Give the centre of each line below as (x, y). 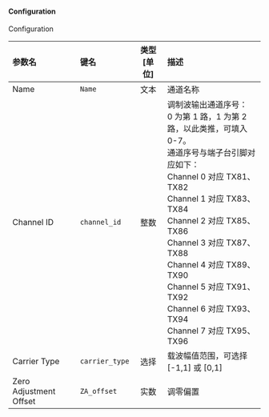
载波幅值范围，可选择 (207, 356)
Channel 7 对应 (195, 331)
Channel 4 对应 (195, 265)
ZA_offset (98, 391)
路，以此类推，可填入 (207, 129)
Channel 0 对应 (195, 177)
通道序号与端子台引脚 (207, 153)
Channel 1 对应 (195, 198)
